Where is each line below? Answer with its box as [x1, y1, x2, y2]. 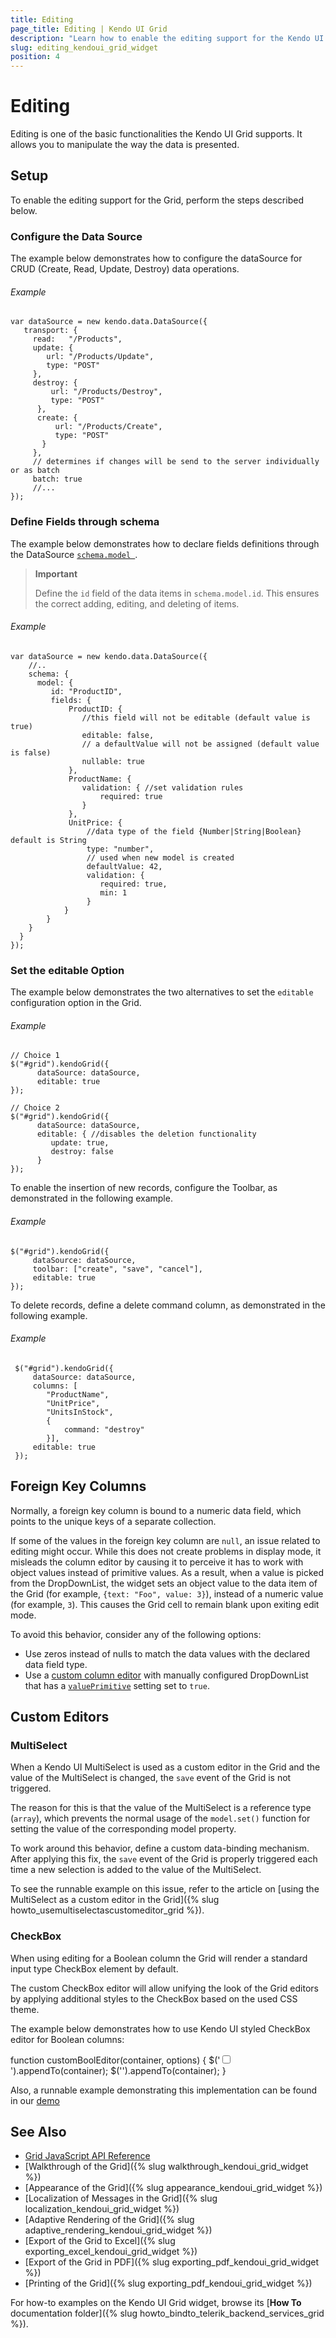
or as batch [10, 466, 60, 476]
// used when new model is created [86, 852, 235, 863]
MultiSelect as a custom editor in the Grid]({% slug [10, 1894, 220, 1906]
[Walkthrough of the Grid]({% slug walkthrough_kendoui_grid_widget [24, 2161, 309, 2173]
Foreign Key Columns [10, 1478, 147, 1495]
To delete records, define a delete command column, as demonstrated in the [10, 1299, 326, 1311]
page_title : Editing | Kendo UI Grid [10, 24, 168, 34]
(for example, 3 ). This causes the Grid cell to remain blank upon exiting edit [10, 1598, 320, 1610]
